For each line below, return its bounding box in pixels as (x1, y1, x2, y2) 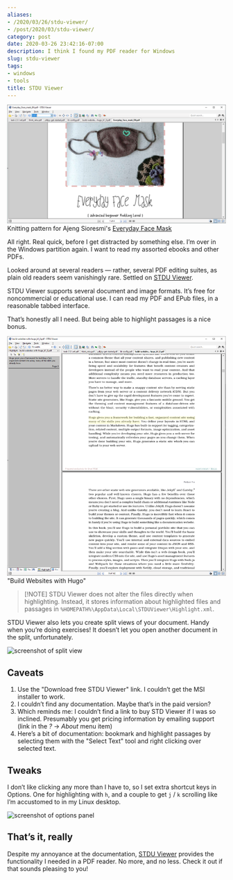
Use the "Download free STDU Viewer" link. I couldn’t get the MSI (17, 685, 205, 694)
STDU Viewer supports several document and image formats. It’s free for (7, 287, 216, 295)
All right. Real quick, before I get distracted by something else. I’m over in (7, 238, 216, 246)
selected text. (17, 744, 57, 753)
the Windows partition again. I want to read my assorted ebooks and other (7, 245, 220, 254)
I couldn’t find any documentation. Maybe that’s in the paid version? (17, 700, 212, 708)
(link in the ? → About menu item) (17, 722, 113, 731)
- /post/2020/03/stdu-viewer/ (7, 26, 95, 33)
